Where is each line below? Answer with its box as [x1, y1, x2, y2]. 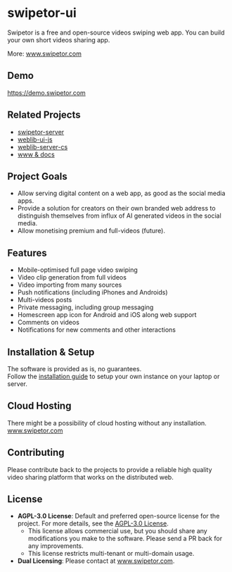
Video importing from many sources [17, 280, 122, 290]
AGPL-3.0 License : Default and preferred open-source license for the [17, 512, 220, 521]
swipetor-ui [7, 5, 77, 21]
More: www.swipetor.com [7, 49, 82, 58]
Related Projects [7, 109, 81, 121]
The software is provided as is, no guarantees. [7, 365, 142, 373]
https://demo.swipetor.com [7, 88, 86, 97]
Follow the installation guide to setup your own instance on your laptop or [7, 372, 220, 380]
